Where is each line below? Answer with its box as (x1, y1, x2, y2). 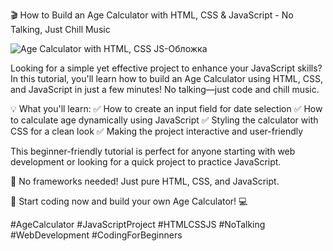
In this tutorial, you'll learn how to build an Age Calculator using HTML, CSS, (10, 73, 323, 84)
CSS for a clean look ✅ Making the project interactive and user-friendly (10, 125, 304, 137)
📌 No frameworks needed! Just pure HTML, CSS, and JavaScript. (10, 175, 280, 187)
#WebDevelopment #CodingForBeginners (10, 229, 183, 241)
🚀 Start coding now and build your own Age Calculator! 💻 (10, 195, 248, 207)
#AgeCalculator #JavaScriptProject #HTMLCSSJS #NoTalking (10, 219, 266, 230)
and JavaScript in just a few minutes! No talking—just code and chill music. (10, 84, 320, 95)
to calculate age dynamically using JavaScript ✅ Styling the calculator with (10, 114, 319, 126)
